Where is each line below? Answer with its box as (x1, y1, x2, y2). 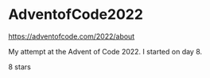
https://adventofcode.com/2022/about (8, 32, 135, 41)
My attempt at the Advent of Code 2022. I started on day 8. (8, 46, 203, 56)
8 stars (8, 61, 32, 72)
